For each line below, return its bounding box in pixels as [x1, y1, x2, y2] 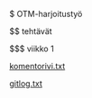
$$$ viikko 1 [9, 43, 54, 54]
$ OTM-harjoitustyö [9, 9, 83, 19]
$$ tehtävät [9, 26, 52, 36]
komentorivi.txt [9, 61, 66, 71]
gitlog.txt [9, 78, 43, 89]
